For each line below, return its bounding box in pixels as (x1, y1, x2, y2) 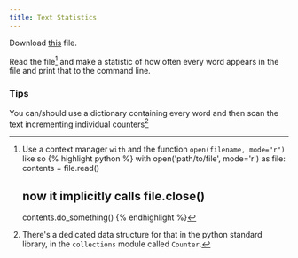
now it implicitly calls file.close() (21, 188, 206, 204)
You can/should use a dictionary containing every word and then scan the (9, 107, 279, 118)
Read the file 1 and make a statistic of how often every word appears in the (9, 54, 279, 66)
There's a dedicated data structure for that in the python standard (21, 230, 263, 240)
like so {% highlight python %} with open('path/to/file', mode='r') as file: (21, 153, 286, 164)
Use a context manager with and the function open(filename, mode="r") (21, 144, 286, 155)
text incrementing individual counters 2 (9, 117, 149, 129)
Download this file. (9, 37, 78, 48)
